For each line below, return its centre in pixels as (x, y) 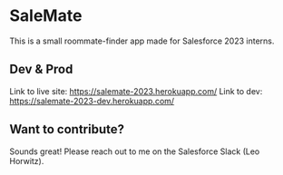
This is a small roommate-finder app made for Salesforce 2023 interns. (142, 41)
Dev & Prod (41, 69)
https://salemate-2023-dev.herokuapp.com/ (92, 101)
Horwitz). (27, 160)
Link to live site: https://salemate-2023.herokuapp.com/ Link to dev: (136, 91)
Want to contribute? (67, 129)
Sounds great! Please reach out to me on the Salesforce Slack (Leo (135, 151)
